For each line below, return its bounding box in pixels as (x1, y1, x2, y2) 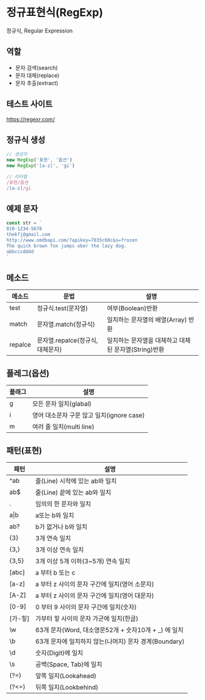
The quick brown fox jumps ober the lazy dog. (6, 243, 127, 249)
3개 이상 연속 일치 (35, 545, 84, 554)
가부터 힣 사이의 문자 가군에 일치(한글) (35, 614, 138, 622)
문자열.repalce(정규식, (37, 336, 98, 345)
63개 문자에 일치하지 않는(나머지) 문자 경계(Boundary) (35, 637, 185, 646)
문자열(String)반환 (113, 345, 165, 354)
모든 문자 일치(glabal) (32, 400, 92, 408)
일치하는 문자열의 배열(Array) (106, 315, 187, 324)
